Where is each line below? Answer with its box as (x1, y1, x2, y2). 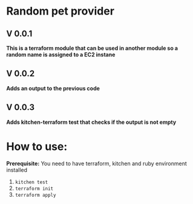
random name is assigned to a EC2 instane (6, 51, 116, 58)
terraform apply (15, 192, 56, 198)
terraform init (15, 185, 54, 192)
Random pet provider (6, 4, 115, 18)
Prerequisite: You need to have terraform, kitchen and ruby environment (6, 160, 187, 167)
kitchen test (15, 179, 48, 185)
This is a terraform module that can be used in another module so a (6, 44, 178, 52)
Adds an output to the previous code (6, 84, 100, 92)
